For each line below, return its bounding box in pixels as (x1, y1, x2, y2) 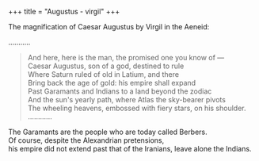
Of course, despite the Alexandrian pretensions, (8, 136, 165, 145)
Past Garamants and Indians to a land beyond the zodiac (27, 86, 212, 96)
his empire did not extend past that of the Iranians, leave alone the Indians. (8, 144, 252, 153)
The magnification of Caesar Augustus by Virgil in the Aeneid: (8, 22, 210, 31)
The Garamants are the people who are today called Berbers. (8, 127, 208, 136)
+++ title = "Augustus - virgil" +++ (8, 7, 120, 16)
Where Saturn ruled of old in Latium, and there (27, 70, 180, 79)
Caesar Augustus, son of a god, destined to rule (27, 61, 185, 71)
